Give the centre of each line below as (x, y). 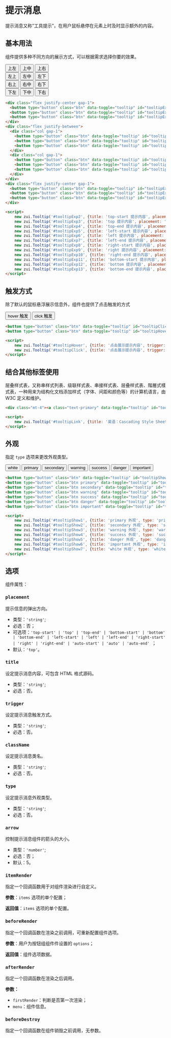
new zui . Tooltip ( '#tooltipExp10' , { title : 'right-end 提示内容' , (83, 255)
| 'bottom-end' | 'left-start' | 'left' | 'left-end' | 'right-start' (89, 637)
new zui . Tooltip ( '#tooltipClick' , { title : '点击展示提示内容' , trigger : (90, 350)
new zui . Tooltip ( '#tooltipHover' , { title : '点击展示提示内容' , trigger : (90, 345)
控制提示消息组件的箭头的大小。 (39, 839)
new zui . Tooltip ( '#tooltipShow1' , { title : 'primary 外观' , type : (84, 521)
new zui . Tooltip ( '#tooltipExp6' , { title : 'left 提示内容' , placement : (89, 236)
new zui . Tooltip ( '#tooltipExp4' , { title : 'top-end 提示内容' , (80, 226)
